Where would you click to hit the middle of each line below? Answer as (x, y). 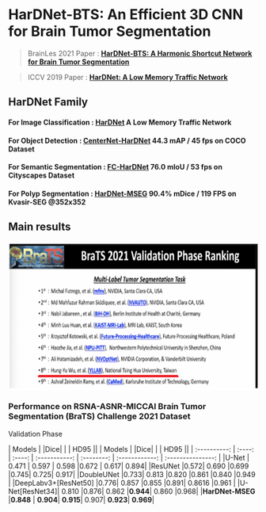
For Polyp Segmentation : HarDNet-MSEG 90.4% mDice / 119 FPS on (122, 193)
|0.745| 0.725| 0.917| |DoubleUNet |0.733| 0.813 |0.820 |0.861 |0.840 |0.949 (132, 474)
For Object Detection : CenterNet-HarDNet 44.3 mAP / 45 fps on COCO (127, 140)
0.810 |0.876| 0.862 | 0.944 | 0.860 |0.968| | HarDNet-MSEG (158, 491)
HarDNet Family (48, 102)
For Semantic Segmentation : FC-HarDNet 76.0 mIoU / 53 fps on (116, 167)
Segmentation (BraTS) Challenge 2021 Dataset (99, 416)
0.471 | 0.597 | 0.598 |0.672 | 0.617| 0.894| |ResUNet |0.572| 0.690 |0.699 (129, 466)
